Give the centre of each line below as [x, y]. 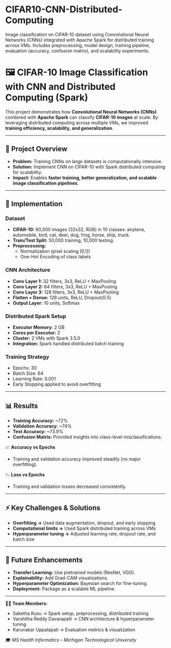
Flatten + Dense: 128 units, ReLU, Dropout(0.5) [62, 297]
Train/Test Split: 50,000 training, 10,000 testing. [63, 240]
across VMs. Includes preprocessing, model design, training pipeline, [78, 45]
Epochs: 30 [25, 368]
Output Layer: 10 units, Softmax [46, 303]
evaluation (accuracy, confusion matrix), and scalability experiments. [77, 51]
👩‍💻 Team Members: [26, 603]
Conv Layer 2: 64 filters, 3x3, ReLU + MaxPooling [65, 286]
